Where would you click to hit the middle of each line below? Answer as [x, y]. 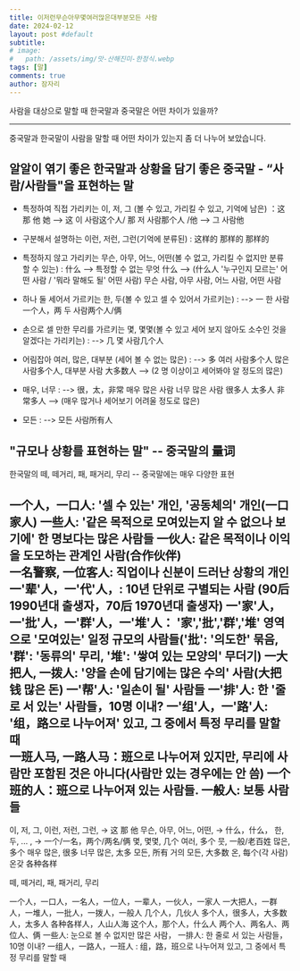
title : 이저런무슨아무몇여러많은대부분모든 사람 [83, 17]
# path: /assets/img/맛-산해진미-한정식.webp [92, 59]
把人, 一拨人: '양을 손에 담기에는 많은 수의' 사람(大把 [146, 673]
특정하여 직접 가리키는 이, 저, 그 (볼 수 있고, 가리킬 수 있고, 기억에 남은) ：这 [154, 209]
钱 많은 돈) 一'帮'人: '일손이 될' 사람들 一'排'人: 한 [139, 689]
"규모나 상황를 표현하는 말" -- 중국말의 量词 [122, 451]
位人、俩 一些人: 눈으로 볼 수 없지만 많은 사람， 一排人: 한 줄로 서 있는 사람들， [148, 935]
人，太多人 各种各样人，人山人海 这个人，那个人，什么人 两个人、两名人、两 [150, 924]
